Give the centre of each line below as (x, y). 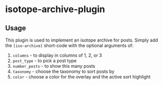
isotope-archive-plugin (55, 9)
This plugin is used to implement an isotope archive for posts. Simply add (82, 40)
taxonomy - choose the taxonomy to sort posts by (64, 71)
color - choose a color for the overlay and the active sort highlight (81, 77)
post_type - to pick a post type (45, 61)
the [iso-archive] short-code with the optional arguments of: (69, 46)
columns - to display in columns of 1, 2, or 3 (57, 55)
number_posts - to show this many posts (54, 66)
